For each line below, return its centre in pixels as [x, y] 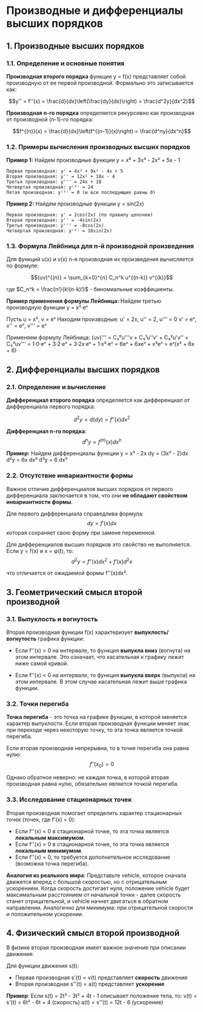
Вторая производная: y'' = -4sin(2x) [54, 220]
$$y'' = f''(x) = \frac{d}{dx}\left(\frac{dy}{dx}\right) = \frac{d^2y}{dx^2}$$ [102, 101]
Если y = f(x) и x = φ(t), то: [40, 551]
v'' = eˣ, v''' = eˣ [27, 326]
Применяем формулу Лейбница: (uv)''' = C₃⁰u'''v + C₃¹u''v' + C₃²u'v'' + [98, 337]
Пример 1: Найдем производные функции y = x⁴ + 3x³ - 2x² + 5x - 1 [93, 160]
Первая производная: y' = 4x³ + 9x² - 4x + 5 [65, 171]
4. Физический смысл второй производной [93, 933]
